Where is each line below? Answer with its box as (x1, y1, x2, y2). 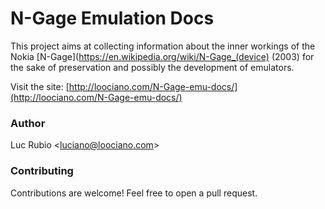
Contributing (10, 164, 74, 178)
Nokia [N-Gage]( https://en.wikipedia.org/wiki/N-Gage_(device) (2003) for (10, 50, 315, 62)
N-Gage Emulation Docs (10, 7, 215, 30)
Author (10, 116, 46, 130)
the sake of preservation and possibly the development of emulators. (10, 61, 295, 73)
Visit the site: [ (10, 80, 70, 92)
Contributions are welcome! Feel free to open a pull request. (10, 187, 258, 199)
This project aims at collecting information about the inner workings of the (10, 40, 316, 52)
